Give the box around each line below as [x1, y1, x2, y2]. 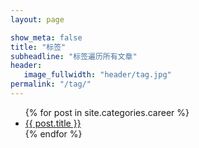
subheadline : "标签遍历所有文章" [10, 51, 138, 61]
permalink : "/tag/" [10, 79, 92, 90]
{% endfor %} [24, 127, 83, 140]
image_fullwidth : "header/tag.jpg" [23, 70, 172, 80]
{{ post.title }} [24, 117, 82, 129]
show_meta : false [10, 32, 83, 43]
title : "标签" [10, 42, 67, 52]
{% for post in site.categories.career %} [24, 106, 190, 118]
